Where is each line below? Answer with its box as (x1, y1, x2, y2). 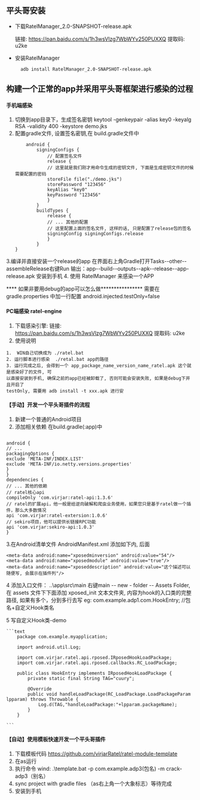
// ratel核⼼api (6, 489, 45, 495)
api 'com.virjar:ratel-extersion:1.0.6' (6, 512, 109, 518)
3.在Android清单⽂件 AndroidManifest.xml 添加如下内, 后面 (6, 540, 150, 548)
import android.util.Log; (17, 644, 82, 650)
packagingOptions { (6, 450, 55, 456)
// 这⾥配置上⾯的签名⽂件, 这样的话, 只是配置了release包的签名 (47, 226, 192, 231)
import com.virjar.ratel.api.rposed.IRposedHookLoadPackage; (17, 654, 172, 660)
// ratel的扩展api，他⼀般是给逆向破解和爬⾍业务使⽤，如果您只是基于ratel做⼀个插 (6, 501, 192, 507)
